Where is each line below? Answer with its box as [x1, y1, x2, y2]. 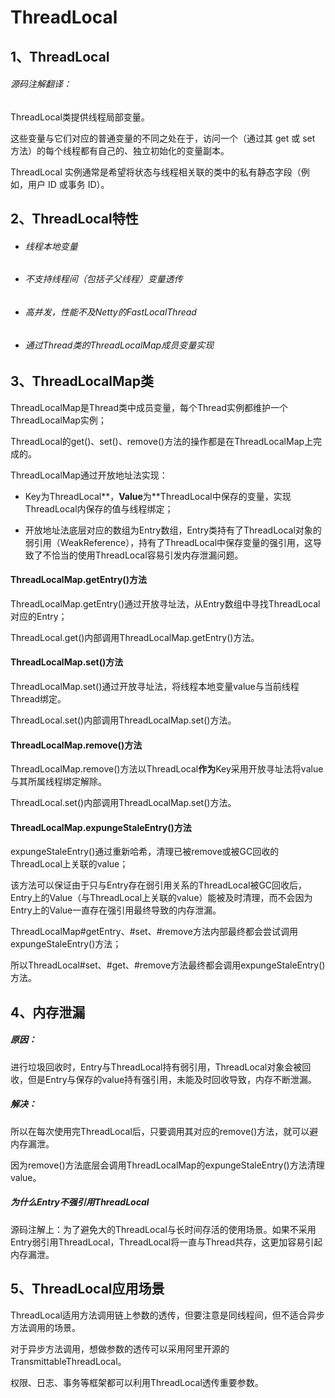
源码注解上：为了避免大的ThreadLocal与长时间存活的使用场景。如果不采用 [10, 1223, 317, 1235]
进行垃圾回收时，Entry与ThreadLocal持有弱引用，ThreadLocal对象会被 [10, 1061, 303, 1073]
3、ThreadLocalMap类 [10, 373, 155, 390]
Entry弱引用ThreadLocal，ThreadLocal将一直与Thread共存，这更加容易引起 [10, 1236, 323, 1248]
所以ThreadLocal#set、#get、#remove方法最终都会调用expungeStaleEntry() [10, 959, 326, 971]
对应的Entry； [10, 610, 68, 622]
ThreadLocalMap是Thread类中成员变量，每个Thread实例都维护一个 [10, 401, 289, 413]
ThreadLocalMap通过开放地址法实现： [10, 469, 168, 481]
